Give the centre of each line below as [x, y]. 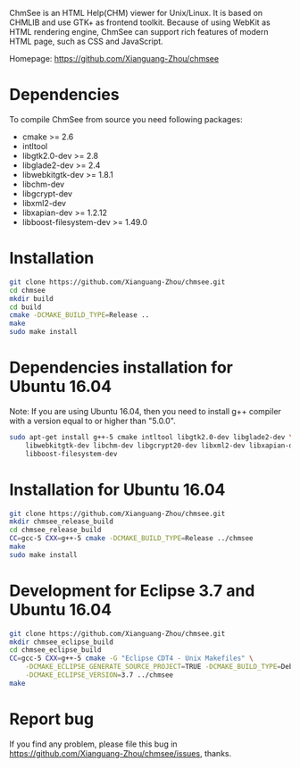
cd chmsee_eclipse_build [55, 650]
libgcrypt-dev [47, 193]
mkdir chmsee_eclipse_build [62, 642]
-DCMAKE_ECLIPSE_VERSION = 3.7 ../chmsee [100, 675]
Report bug [52, 719]
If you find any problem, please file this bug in [93, 744]
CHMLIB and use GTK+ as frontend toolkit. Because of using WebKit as [140, 22]
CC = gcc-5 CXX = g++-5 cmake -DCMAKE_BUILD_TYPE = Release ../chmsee [131, 538]
